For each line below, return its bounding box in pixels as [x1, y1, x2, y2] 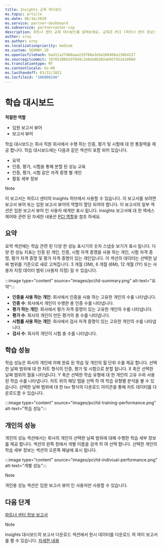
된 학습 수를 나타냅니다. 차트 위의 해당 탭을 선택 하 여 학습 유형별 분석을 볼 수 [5, 378, 149, 384]
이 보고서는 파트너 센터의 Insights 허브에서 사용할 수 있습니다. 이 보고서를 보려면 [5, 195, 157, 201]
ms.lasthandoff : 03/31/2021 [5, 70, 62, 75]
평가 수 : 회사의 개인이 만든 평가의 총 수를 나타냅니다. [12, 312, 111, 318]
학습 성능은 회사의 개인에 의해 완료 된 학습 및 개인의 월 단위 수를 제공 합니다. [5, 360, 148, 366]
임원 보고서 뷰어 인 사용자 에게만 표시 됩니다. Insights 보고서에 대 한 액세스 [14, 207, 155, 213]
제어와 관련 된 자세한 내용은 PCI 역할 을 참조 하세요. [5, 213, 101, 219]
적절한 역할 [5, 114, 26, 120]
